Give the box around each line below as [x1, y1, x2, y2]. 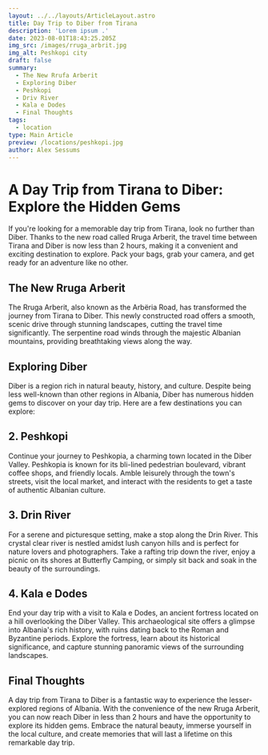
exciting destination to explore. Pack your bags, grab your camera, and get [8, 249, 254, 259]
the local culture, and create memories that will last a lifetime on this [8, 729, 233, 739]
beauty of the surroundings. [8, 563, 101, 573]
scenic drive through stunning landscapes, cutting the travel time [8, 320, 222, 329]
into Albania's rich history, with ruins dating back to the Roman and [8, 625, 230, 635]
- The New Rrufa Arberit [15, 71, 98, 79]
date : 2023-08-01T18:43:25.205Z [8, 34, 116, 42]
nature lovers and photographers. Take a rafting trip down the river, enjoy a [8, 547, 256, 556]
